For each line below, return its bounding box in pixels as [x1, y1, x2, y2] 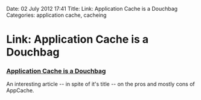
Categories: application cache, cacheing [6, 11, 107, 19]
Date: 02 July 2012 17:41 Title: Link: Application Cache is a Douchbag [6, 5, 178, 12]
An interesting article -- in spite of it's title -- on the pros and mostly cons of [6, 81, 195, 88]
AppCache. [6, 87, 34, 94]
